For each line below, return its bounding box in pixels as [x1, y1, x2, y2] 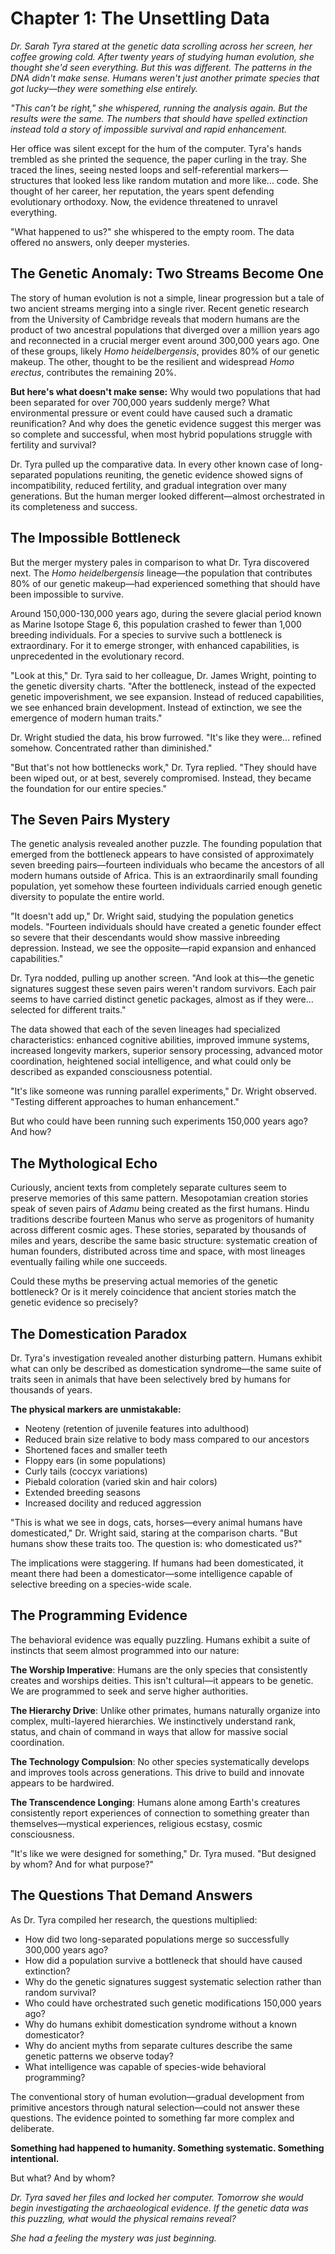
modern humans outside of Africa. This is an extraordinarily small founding [10, 870, 318, 882]
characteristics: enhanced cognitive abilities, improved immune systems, [10, 1034, 310, 1046]
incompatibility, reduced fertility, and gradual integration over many [10, 479, 287, 491]
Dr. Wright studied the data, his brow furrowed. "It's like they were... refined [10, 731, 322, 743]
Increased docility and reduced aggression [24, 1497, 202, 1509]
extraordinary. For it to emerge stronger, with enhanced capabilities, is [10, 639, 300, 651]
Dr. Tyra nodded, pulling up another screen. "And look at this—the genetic [10, 972, 315, 984]
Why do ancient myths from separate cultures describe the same [24, 2039, 293, 2051]
